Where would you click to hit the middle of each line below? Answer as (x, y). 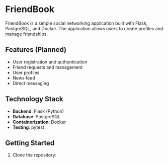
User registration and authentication (50, 62)
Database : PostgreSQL (36, 116)
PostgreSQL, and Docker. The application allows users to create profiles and (84, 28)
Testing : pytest (28, 127)
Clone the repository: (34, 155)
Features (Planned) (36, 50)
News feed (24, 78)
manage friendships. (26, 34)
